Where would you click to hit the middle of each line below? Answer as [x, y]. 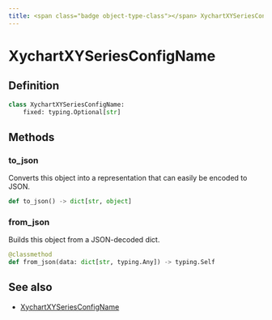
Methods [32, 137]
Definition [34, 86]
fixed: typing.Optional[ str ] [72, 112]
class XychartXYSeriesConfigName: [67, 105]
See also [30, 287]
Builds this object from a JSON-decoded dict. [84, 240]
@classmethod [30, 255]
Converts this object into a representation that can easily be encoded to [128, 178]
